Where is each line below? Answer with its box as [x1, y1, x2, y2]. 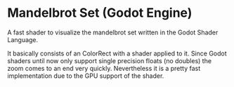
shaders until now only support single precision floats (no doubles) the [7, 56, 212, 65]
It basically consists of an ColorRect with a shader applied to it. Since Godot [7, 49, 227, 58]
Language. [7, 35, 39, 43]
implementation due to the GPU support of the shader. [7, 72, 164, 80]
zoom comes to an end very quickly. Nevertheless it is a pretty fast [7, 64, 201, 72]
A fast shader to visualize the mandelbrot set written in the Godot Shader [7, 28, 219, 36]
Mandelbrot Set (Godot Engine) [7, 5, 193, 21]
